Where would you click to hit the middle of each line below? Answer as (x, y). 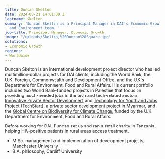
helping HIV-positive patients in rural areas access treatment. (67, 131)
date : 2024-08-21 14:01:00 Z (35, 14)
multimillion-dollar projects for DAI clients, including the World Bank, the (78, 75)
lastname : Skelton (24, 19)
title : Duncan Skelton (28, 10)
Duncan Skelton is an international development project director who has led (82, 69)
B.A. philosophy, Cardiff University (47, 151)
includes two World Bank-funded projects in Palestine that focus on (73, 90)
